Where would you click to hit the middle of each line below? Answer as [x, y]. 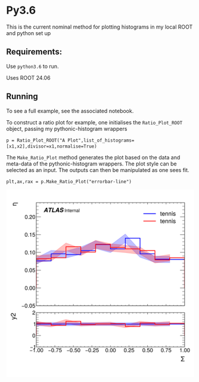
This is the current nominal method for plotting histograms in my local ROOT [99, 27]
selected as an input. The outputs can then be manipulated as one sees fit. [98, 170]
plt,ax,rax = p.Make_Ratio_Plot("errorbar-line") [69, 181]
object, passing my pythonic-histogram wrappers [67, 129]
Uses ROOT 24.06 [28, 77]
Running [22, 97]
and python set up [29, 33]
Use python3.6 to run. [32, 66]
